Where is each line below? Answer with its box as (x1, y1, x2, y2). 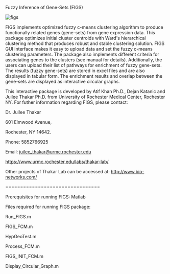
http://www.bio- (110, 169, 144, 174)
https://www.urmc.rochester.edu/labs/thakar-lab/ (5, 158, 109, 165)
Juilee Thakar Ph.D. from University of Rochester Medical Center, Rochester (5, 94, 165, 100)
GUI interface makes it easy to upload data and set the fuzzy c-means (5, 46, 153, 52)
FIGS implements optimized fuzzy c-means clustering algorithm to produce (5, 24, 163, 30)
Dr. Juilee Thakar (5, 109, 41, 115)
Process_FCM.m (5, 243, 40, 249)
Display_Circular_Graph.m (5, 263, 59, 269)
